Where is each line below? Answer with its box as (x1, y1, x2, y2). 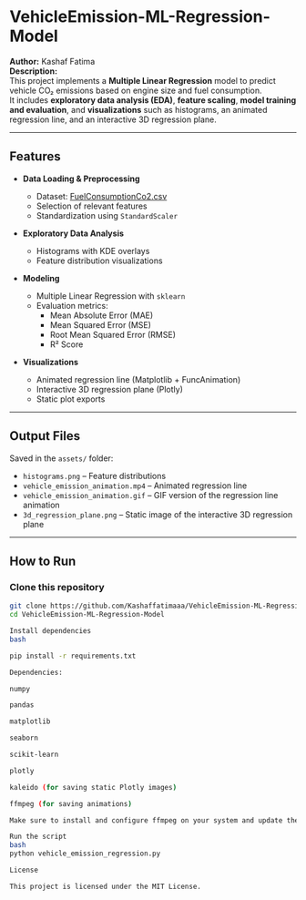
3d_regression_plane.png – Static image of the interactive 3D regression (22, 508, 293, 520)
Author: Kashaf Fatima (9, 56, 96, 66)
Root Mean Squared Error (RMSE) (49, 329, 176, 340)
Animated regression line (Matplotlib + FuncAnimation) (36, 373, 241, 384)
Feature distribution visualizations (36, 255, 163, 266)
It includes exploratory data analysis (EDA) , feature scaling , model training (9, 94, 297, 106)
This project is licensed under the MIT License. (9, 882, 202, 891)
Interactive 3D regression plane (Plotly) (36, 384, 184, 394)
